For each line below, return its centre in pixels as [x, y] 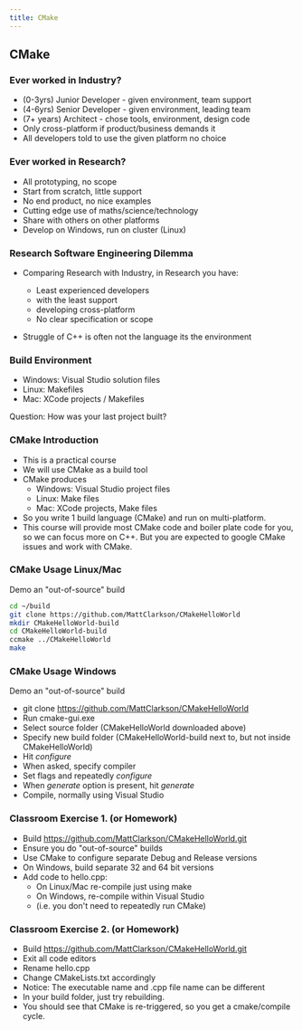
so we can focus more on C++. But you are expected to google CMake [154, 537]
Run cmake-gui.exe [59, 718]
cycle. [33, 1016]
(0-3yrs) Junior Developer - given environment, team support [137, 100]
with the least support [76, 300]
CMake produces [55, 479]
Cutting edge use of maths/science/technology [110, 210]
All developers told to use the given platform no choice [124, 138]
